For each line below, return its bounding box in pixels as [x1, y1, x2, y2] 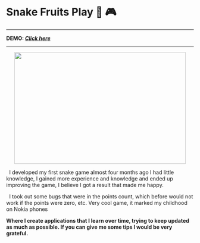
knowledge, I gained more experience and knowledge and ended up [6, 175, 174, 182]
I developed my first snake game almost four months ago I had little [8, 169, 174, 176]
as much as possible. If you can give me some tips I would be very [6, 223, 173, 230]
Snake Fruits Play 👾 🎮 [6, 5, 117, 19]
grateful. [6, 229, 29, 236]
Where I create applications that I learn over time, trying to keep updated [6, 217, 189, 224]
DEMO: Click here [6, 35, 51, 42]
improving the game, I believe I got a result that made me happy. [6, 181, 164, 188]
